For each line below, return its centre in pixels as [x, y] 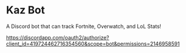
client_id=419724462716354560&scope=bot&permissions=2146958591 [93, 44]
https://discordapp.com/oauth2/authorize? [58, 37]
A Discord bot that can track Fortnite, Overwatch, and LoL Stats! [84, 26]
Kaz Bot [26, 10]
